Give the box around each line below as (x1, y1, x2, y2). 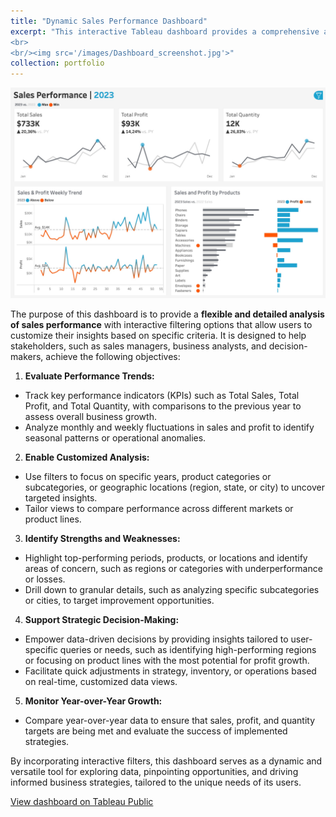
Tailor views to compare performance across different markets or (24, 502, 294, 514)
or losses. (24, 573, 66, 585)
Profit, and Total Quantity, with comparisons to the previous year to (24, 400, 302, 412)
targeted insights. (24, 491, 98, 504)
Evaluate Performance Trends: (24, 370, 155, 382)
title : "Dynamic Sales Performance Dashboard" (10, 16, 208, 26)
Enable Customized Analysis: (24, 451, 150, 463)
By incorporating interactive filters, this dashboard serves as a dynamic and (10, 755, 323, 767)
